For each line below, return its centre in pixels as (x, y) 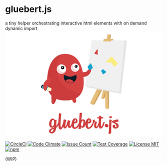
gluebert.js (28, 9)
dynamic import (21, 28)
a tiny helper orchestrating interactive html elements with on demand (76, 23)
